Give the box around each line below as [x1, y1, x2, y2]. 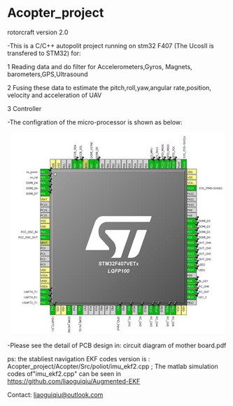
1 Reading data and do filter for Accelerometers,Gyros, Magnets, [7, 62, 192, 71]
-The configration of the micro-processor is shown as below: [7, 117, 183, 126]
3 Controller [7, 104, 42, 113]
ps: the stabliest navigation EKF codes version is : [7, 354, 150, 363]
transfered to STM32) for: [7, 49, 82, 57]
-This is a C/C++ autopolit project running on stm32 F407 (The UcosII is [7, 41, 215, 50]
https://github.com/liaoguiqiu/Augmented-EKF [7, 377, 141, 385]
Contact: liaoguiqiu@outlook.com [7, 390, 104, 399]
